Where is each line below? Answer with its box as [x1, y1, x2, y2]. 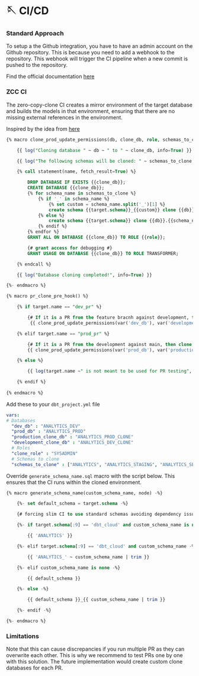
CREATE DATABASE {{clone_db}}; [27, 185, 105, 191]
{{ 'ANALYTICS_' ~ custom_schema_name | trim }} [27, 554, 150, 560]
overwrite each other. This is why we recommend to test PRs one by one [6, 652, 183, 659]
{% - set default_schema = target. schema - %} [17, 500, 129, 507]
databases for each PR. [6, 664, 63, 671]
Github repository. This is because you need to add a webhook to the [6, 49, 175, 56]
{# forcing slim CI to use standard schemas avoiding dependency [17, 512, 182, 517]
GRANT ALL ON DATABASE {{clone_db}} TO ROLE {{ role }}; [27, 234, 166, 241]
